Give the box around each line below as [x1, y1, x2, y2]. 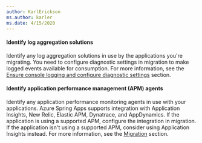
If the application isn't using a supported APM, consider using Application [6, 124, 190, 131]
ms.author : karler [6, 14, 53, 20]
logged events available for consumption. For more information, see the [6, 64, 184, 72]
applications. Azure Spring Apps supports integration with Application [6, 105, 180, 112]
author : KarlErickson [6, 8, 61, 15]
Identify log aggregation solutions [6, 38, 94, 46]
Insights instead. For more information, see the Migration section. [6, 130, 169, 137]
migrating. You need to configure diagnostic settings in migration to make [6, 58, 189, 65]
